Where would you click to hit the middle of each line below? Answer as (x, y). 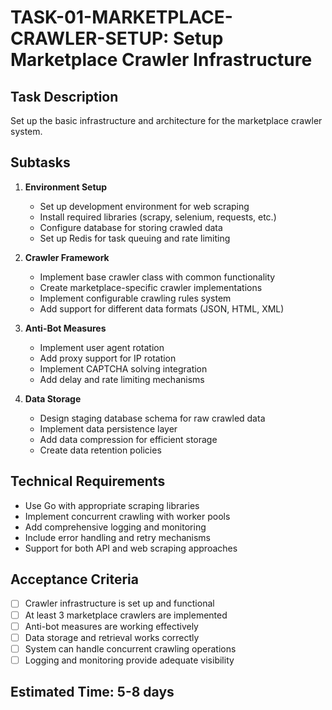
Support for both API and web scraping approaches (131, 548)
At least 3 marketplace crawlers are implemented (126, 615)
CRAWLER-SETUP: (90, 38)
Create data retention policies (100, 450)
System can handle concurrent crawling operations (130, 648)
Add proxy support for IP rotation (108, 358)
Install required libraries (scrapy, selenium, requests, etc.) (158, 217)
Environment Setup (66, 187)
